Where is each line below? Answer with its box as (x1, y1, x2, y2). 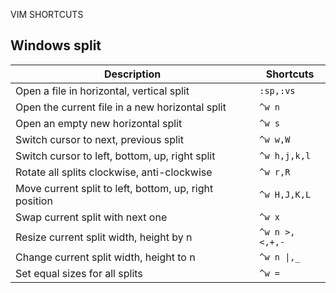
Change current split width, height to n (15, 250, 196, 264)
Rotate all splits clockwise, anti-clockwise (15, 165, 213, 179)
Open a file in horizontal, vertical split (15, 84, 190, 98)
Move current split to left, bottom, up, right (15, 181, 214, 195)
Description (103, 67, 162, 81)
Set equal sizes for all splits (15, 266, 143, 280)
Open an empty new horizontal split (15, 116, 183, 130)
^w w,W (259, 134, 291, 145)
